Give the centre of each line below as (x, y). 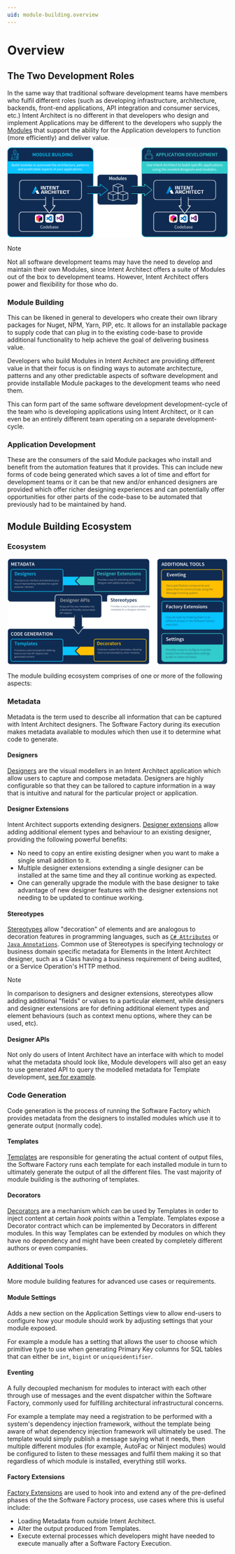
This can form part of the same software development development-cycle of (117, 404)
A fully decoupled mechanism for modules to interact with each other (107, 1388)
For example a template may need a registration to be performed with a (110, 1416)
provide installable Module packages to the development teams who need (114, 383)
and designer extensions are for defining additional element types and (108, 1009)
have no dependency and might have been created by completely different (115, 1241)
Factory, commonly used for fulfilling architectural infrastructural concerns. (115, 1403)
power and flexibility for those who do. (63, 284)
